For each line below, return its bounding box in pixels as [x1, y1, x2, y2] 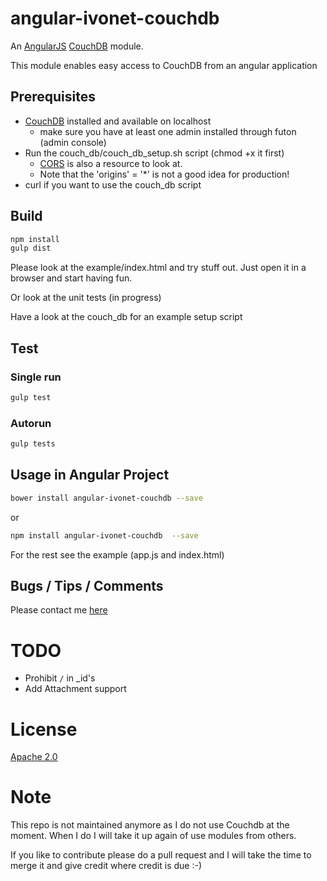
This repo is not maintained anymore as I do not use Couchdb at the [10, 819, 290, 831]
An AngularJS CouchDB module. [10, 40, 144, 52]
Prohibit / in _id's [24, 672, 96, 684]
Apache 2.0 [10, 751, 58, 763]
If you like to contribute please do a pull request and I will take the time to [10, 849, 312, 861]
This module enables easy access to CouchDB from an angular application [10, 59, 318, 71]
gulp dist [10, 243, 52, 254]
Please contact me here [10, 604, 108, 616]
